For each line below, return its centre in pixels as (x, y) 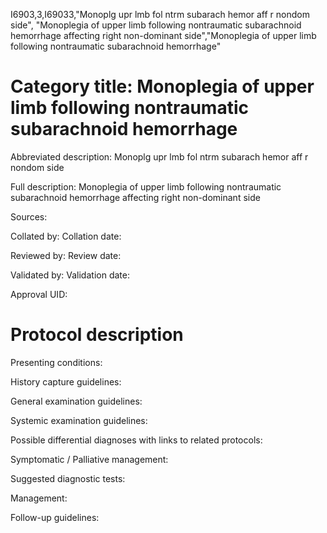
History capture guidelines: (66, 381)
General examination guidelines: (76, 401)
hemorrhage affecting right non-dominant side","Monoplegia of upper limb (163, 35)
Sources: (29, 216)
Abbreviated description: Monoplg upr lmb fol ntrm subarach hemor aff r (159, 156)
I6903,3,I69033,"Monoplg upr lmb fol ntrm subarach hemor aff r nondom (160, 14)
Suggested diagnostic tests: (68, 478)
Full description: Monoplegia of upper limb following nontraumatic (146, 186)
